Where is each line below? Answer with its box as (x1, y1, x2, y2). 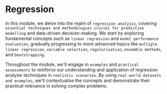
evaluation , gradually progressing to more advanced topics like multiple (5, 40, 157, 46)
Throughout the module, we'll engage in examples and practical (5, 61, 139, 67)
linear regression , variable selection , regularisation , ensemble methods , (5, 46, 162, 52)
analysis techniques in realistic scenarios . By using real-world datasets (5, 72, 161, 78)
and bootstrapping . (5, 52, 46, 58)
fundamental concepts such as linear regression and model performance (5, 35, 159, 41)
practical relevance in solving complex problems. (5, 82, 108, 89)
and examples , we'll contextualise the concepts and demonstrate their (5, 77, 150, 83)
